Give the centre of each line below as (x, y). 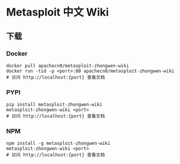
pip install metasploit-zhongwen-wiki (54, 105)
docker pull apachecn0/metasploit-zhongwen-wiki (68, 66)
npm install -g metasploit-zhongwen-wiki (58, 144)
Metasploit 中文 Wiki (58, 12)
